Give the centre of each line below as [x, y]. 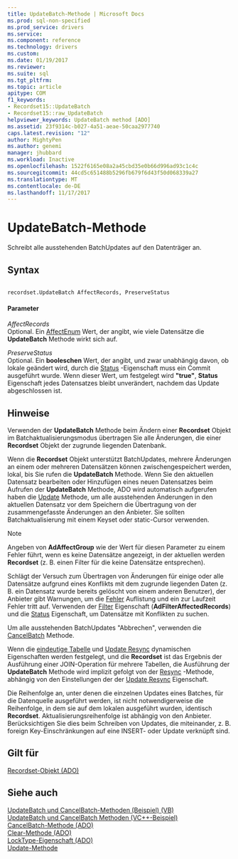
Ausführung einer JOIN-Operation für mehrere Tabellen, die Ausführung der [119, 664]
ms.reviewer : [27, 67]
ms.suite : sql [28, 73]
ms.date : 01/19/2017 [38, 60]
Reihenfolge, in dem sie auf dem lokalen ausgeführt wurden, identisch [110, 708]
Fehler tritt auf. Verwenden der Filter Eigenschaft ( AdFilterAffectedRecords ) [119, 606]
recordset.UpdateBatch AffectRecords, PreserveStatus [89, 293]
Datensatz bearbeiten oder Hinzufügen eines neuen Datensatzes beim [110, 482]
